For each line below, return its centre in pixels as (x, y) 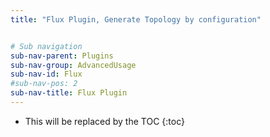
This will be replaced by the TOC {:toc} (104, 121)
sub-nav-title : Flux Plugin (69, 93)
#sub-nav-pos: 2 (44, 84)
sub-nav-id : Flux (46, 74)
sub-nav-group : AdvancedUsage (73, 65)
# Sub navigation (46, 46)
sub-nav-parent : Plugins (62, 56)
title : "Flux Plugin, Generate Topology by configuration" (136, 19)
